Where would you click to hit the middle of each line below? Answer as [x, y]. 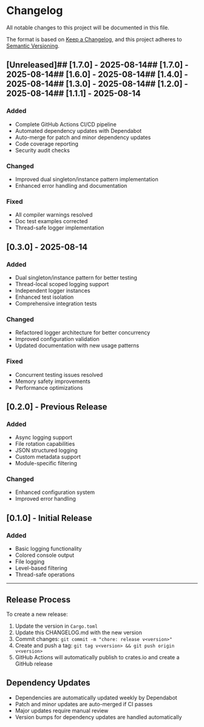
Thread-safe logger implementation [59, 228]
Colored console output [45, 555]
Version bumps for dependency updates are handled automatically [98, 717]
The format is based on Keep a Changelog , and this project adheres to [94, 39]
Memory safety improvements [53, 381]
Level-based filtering [41, 568]
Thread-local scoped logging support [62, 284]
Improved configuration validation [57, 339]
